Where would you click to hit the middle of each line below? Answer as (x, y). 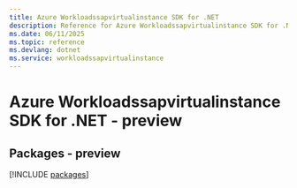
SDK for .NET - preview (96, 121)
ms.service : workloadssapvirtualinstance (87, 58)
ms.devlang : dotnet (45, 50)
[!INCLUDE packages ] (49, 174)
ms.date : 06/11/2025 (47, 34)
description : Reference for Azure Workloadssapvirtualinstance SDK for (144, 26)
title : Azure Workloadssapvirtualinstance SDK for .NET (114, 17)
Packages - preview (65, 153)
